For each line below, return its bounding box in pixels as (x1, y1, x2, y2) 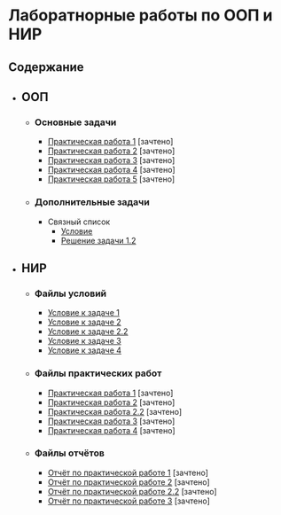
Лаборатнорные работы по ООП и (8, 5, 273, 26)
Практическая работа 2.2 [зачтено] (47, 406, 183, 417)
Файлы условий (34, 287, 107, 300)
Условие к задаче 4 (47, 345, 121, 355)
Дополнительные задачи (34, 196, 150, 208)
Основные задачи (34, 116, 117, 129)
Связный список (47, 216, 111, 227)
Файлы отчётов (34, 447, 105, 459)
